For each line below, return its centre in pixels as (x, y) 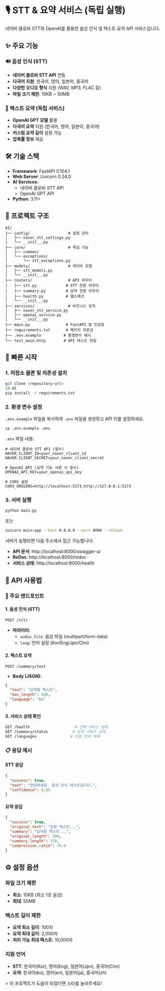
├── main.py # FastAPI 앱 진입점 (55, 325)
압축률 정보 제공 (28, 139)
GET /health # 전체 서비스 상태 (57, 727)
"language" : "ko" (28, 699)
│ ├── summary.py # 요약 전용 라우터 (52, 291)
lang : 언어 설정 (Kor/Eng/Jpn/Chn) (54, 643)
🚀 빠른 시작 (21, 357)
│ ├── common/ (22, 252)
